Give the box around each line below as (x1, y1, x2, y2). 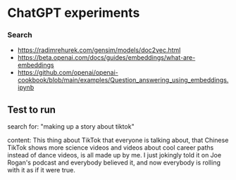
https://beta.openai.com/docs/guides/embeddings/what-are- (17, 53, 196, 62)
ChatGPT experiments (7, 5, 140, 21)
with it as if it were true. (7, 166, 75, 174)
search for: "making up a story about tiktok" (7, 122, 135, 131)
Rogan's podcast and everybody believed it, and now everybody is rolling (7, 158, 221, 167)
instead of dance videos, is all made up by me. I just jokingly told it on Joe (7, 151, 222, 160)
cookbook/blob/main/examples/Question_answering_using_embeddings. (17, 76, 229, 84)
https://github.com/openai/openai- (17, 68, 118, 77)
